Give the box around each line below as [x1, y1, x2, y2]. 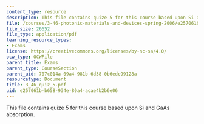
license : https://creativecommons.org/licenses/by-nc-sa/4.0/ [6, 48, 167, 54]
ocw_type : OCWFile [6, 54, 53, 60]
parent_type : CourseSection [6, 65, 78, 71]
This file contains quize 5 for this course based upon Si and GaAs [6, 104, 170, 111]
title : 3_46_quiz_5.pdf [6, 82, 67, 88]
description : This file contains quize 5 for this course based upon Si [6, 15, 194, 21]
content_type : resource [6, 8, 67, 15]
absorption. [6, 110, 35, 118]
